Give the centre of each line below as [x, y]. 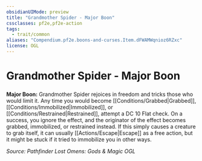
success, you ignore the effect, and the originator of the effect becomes [96, 120]
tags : [13, 29]
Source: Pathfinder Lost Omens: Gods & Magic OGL [71, 151]
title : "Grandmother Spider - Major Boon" [60, 18]
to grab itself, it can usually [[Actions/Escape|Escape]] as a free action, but [99, 133]
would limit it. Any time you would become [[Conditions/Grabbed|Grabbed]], [101, 100]
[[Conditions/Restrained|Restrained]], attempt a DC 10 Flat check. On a [94, 114]
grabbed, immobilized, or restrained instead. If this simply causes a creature [101, 126]
